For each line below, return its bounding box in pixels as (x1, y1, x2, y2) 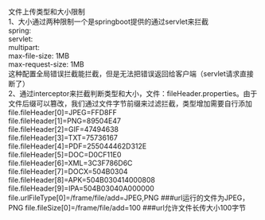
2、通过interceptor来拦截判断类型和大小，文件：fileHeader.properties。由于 (8, 89, 258, 98)
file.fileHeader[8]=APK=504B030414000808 (8, 176, 155, 184)
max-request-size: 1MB (8, 60, 85, 69)
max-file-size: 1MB (8, 51, 70, 60)
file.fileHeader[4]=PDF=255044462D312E (8, 141, 147, 151)
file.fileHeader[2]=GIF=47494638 (8, 125, 119, 133)
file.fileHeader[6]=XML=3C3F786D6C (8, 158, 133, 168)
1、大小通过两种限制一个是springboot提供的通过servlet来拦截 (8, 17, 209, 26)
